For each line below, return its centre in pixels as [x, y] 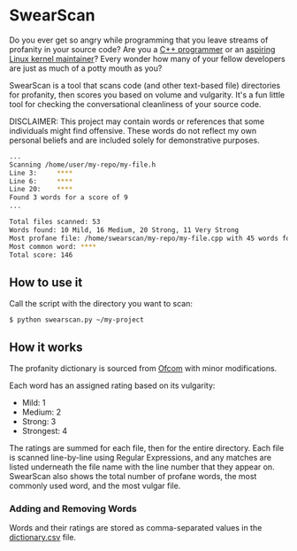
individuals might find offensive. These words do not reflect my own [133, 130]
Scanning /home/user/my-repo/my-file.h [83, 165]
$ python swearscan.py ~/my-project [76, 320]
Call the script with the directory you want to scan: [101, 304]
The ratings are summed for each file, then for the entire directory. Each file [147, 448]
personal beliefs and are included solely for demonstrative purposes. [135, 140]
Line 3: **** [41, 173]
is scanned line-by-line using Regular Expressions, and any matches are [141, 458]
